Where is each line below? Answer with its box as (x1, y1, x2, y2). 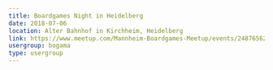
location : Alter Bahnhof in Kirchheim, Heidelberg (8, 27, 184, 35)
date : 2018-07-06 (8, 19, 67, 27)
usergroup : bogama (8, 42, 71, 50)
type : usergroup (8, 49, 63, 57)
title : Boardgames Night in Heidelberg (8, 11, 144, 20)
